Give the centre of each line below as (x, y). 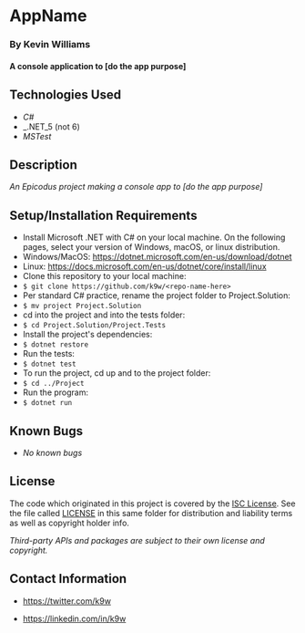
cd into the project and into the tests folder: (104, 315)
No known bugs (52, 452)
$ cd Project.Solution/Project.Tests (94, 326)
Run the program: (56, 392)
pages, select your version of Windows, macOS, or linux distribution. (151, 247)
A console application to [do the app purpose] (98, 66)
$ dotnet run (47, 403)
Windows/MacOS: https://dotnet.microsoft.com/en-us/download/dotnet (158, 257)
